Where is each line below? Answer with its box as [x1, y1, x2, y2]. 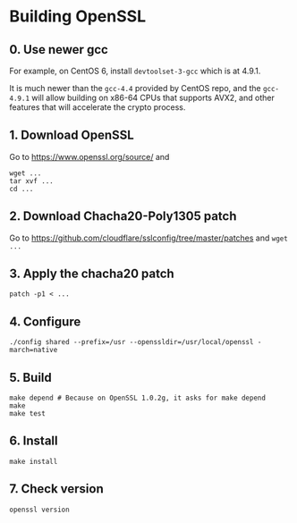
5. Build [9, 369, 52, 385]
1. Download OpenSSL [9, 128, 134, 143]
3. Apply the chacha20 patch [9, 266, 174, 282]
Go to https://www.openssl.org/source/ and [9, 151, 170, 162]
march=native [9, 346, 58, 355]
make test [9, 409, 47, 418]
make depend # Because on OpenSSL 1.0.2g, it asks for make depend [9, 393, 267, 403]
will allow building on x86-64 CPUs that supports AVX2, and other [30, 92, 275, 103]
